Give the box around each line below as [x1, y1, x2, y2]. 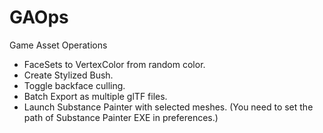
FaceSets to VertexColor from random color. [23, 58, 206, 70]
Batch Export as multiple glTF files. [23, 90, 168, 102]
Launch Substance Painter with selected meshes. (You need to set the [23, 101, 314, 113]
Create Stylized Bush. [23, 69, 114, 81]
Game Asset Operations [9, 39, 108, 51]
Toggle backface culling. [23, 79, 126, 91]
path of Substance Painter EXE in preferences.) [23, 111, 219, 123]
